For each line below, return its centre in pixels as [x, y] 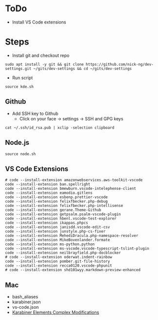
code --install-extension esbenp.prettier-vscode [57, 197]
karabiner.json [26, 302]
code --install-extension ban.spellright [48, 184]
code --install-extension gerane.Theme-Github [53, 210]
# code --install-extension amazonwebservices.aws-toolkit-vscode [74, 180]
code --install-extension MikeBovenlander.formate [58, 240]
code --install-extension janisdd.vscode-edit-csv [58, 227]
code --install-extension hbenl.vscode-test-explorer [61, 219]
